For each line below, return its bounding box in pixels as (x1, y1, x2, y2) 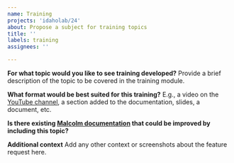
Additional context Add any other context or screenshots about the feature (7, 140, 228, 149)
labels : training (7, 37, 59, 44)
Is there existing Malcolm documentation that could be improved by (7, 119, 211, 128)
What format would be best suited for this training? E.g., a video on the (7, 90, 219, 99)
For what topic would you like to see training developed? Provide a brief (7, 69, 221, 77)
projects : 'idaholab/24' (7, 17, 81, 24)
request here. (7, 148, 47, 156)
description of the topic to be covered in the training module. (7, 77, 185, 85)
